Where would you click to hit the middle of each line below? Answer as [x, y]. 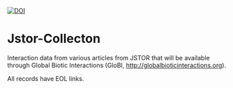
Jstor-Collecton [54, 39]
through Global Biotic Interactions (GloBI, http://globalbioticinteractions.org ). [117, 65]
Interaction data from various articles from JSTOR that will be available [109, 58]
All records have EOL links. [46, 78]
